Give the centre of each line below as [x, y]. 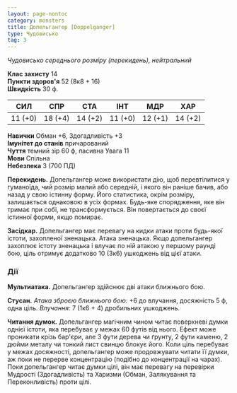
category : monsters [36, 20]
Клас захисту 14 [33, 74]
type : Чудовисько [33, 34]
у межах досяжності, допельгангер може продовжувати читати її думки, [118, 352]
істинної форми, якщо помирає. [55, 217]
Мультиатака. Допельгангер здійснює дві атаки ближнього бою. [106, 287]
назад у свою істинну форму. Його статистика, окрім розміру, [101, 194]
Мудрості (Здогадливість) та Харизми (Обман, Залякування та [102, 375]
